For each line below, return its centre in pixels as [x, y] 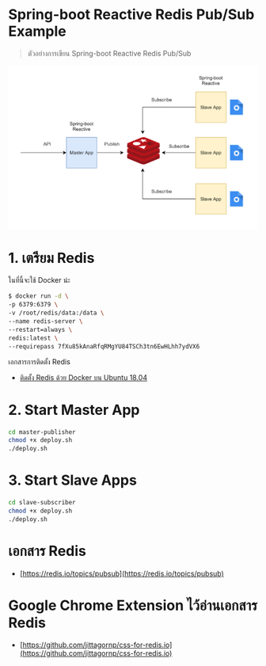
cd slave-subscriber [42, 503]
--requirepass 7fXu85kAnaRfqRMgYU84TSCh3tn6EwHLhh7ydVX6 [104, 346]
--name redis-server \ [46, 322]
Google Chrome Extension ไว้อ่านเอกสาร [133, 605]
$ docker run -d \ [38, 296]
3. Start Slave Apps [72, 480]
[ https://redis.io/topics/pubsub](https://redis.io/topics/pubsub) [122, 573]
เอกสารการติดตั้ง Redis [40, 361]
